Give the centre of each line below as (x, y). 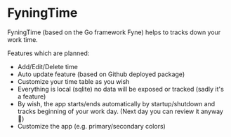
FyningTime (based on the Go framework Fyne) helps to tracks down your (114, 32)
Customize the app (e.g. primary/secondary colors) (92, 126)
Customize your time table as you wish (73, 81)
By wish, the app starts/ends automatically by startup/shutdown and (116, 103)
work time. (23, 39)
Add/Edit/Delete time (48, 66)
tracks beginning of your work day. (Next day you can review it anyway (120, 111)
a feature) (32, 96)
